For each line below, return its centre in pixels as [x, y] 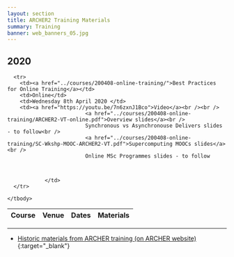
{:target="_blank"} [44, 246]
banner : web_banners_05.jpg [48, 33]
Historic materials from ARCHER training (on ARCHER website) [107, 239]
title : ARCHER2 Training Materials [59, 20]
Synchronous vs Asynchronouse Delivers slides [154, 126]
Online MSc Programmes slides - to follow [147, 156]
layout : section [31, 14]
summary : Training [34, 26]
